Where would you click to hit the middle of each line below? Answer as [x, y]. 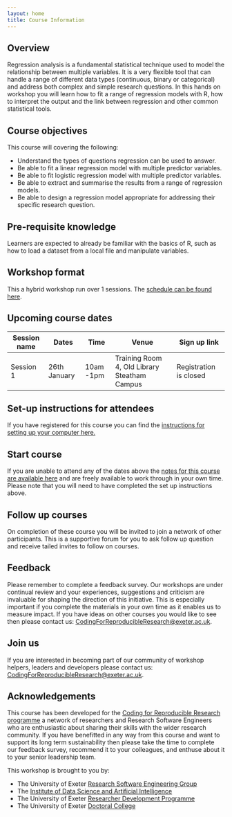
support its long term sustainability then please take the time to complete [111, 742]
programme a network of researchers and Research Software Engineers [110, 720]
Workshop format [46, 272]
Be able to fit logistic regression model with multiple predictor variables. [119, 176]
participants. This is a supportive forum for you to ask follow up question [110, 539]
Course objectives [47, 131]
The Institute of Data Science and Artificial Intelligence [95, 791]
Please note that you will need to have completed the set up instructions [110, 486]
